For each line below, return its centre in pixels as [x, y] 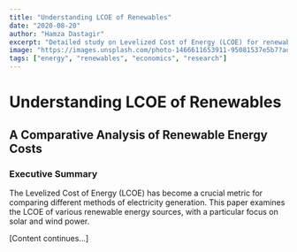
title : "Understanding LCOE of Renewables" [91, 17]
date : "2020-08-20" [45, 26]
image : [21, 50]
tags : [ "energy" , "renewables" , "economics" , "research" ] [118, 58]
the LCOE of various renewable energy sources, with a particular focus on [144, 211]
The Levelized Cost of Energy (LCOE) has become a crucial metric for [136, 193]
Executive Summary [53, 173]
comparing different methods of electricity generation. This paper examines [147, 202]
